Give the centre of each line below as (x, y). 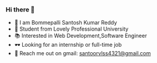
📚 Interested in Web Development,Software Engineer (81, 36)
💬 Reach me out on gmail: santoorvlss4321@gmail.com (82, 53)
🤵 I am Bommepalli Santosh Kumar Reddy (66, 23)
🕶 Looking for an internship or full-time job (68, 45)
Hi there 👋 (20, 10)
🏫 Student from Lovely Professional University (71, 29)
